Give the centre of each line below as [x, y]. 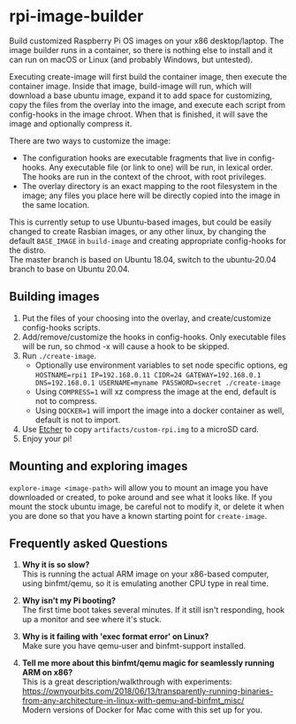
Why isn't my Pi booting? [69, 601]
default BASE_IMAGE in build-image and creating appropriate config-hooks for [148, 240]
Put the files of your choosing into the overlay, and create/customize [146, 318]
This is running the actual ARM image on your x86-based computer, [145, 574]
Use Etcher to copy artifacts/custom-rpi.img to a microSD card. [140, 429]
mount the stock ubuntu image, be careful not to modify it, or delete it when [147, 507]
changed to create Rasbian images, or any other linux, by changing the [138, 231]
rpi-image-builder [76, 16]
